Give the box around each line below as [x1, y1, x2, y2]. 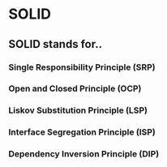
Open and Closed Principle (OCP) [8, 83, 142, 94]
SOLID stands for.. [8, 37, 103, 51]
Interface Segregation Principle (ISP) [8, 126, 156, 138]
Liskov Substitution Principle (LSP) [8, 105, 148, 116]
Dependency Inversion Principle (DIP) [8, 148, 160, 160]
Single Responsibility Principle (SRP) [8, 62, 156, 73]
